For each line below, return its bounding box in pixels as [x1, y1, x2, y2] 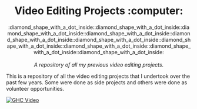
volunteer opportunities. [6, 85, 65, 92]
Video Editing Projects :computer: [14, 4, 183, 18]
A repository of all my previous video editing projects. [34, 61, 164, 68]
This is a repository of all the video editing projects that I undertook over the [6, 72, 190, 80]
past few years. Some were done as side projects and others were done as [6, 78, 188, 86]
